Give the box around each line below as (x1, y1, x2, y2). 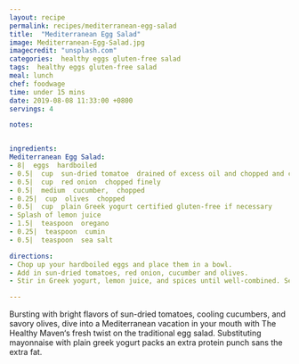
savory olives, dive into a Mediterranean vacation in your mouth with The (9, 318, 277, 329)
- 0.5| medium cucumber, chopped (9, 186, 145, 194)
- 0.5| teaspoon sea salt (9, 236, 114, 244)
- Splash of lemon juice (9, 211, 101, 219)
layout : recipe (9, 12, 66, 22)
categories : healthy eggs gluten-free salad (9, 54, 181, 63)
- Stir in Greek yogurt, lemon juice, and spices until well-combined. (9, 277, 280, 285)
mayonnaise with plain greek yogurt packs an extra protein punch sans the (9, 337, 283, 348)
